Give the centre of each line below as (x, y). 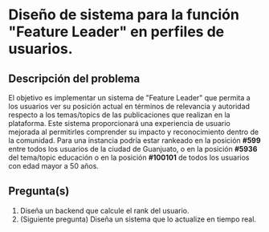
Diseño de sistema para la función (124, 15)
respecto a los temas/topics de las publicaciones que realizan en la (119, 115)
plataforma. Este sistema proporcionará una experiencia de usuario (119, 123)
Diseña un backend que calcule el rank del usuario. (104, 210)
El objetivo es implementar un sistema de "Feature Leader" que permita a (129, 98)
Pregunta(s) (39, 191)
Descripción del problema (74, 78)
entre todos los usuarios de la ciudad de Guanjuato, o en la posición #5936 (133, 149)
